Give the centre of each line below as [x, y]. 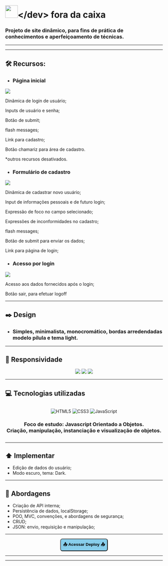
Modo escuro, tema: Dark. [39, 473]
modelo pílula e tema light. [45, 338]
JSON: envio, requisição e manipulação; [54, 527]
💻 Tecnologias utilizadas [45, 393]
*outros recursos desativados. [36, 159]
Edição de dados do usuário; [42, 468]
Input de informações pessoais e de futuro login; [55, 202]
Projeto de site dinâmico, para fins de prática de [64, 31]
